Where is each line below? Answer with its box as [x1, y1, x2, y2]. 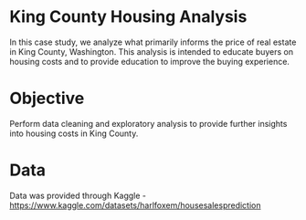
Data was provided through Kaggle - [9, 190, 147, 201]
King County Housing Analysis [9, 6, 248, 27]
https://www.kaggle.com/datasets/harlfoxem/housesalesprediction [9, 199, 262, 211]
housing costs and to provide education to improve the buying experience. [9, 56, 290, 67]
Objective [9, 89, 85, 109]
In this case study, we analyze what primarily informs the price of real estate [9, 37, 297, 47]
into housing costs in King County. [9, 128, 139, 139]
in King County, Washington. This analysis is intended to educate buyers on [9, 46, 294, 57]
